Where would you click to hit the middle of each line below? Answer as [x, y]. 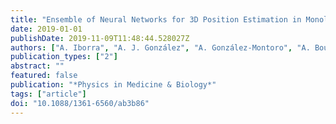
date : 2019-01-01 [46, 29]
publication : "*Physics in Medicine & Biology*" [113, 85]
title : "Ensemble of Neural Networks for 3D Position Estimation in [156, 19]
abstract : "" [37, 66]
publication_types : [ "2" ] [64, 57]
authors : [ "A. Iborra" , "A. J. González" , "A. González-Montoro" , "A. [160, 47]
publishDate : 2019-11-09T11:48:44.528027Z [100, 38]
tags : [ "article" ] [48, 94]
